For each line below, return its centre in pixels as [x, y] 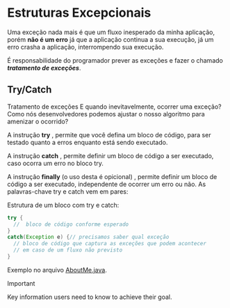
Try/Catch [30, 90]
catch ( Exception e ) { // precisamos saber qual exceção [88, 237]
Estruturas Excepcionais [79, 13]
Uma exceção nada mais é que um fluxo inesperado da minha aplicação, [111, 32]
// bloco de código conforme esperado [71, 224]
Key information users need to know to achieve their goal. [90, 297]
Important [21, 283]
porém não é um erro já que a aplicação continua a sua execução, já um [110, 39]
